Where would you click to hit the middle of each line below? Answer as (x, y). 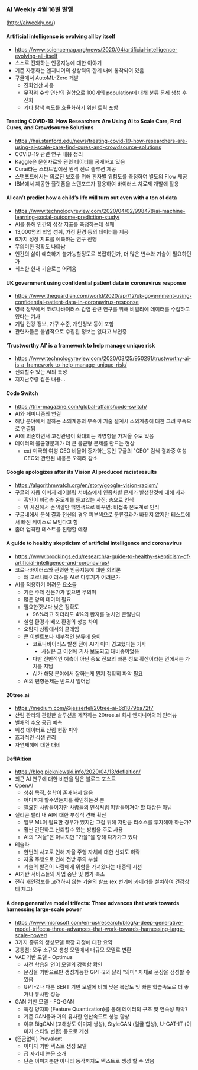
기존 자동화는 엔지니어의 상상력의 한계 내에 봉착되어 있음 (79, 70)
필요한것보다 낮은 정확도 (51, 607)
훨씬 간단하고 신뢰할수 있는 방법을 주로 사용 (73, 830)
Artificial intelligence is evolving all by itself (61, 36)
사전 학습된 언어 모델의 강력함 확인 (63, 964)
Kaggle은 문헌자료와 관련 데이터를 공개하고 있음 (70, 161)
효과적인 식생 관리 (35, 737)
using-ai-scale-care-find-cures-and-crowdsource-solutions (88, 147)
